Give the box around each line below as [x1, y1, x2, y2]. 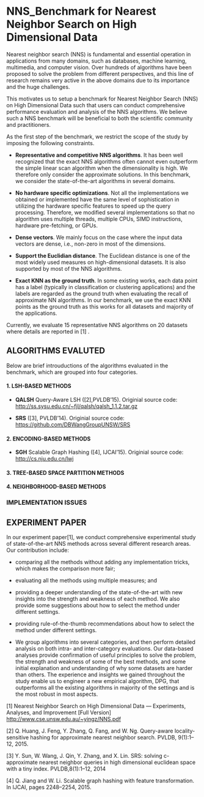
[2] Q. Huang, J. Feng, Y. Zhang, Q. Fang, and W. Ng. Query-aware [6, 727, 173, 735]
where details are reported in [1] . [6, 328, 90, 335]
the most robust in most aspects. [15, 690, 98, 698]
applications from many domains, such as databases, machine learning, [6, 57, 187, 64]
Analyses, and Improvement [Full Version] [6, 709, 112, 716]
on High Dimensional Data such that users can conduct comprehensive [6, 101, 185, 108]
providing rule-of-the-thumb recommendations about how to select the [15, 620, 194, 627]
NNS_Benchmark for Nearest [6, 4, 156, 18]
